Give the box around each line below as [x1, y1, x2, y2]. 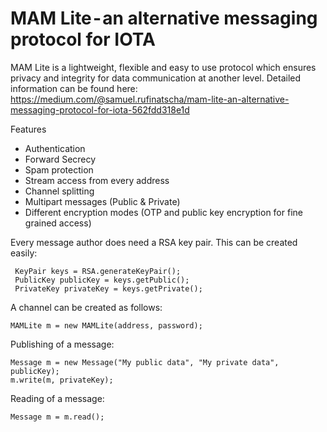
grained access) [24, 217, 92, 229]
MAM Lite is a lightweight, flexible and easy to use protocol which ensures [10, 61, 317, 73]
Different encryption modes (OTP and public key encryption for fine [24, 206, 303, 218]
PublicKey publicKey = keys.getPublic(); [14, 275, 190, 285]
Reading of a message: [10, 392, 105, 404]
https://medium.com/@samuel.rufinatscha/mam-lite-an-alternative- [10, 93, 290, 105]
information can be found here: [10, 82, 138, 94]
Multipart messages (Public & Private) [24, 195, 181, 207]
